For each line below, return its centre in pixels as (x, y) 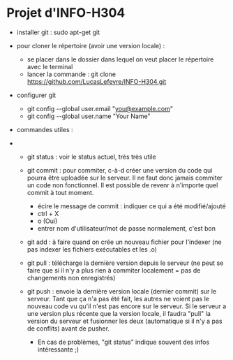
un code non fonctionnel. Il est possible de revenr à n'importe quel (122, 185)
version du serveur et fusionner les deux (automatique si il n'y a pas (125, 321)
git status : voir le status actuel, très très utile (91, 157)
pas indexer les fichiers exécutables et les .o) (92, 249)
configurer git (36, 95)
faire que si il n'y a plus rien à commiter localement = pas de (114, 270)
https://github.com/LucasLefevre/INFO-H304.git (97, 81)
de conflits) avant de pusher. (68, 328)
